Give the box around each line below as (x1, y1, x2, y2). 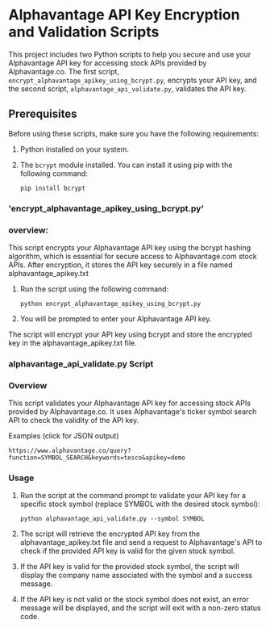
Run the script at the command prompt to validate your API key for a (19, 491, 247, 500)
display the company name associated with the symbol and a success (19, 571, 252, 580)
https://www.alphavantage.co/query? (8, 446, 131, 455)
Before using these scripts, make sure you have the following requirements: (8, 128, 260, 138)
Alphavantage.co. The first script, (8, 66, 119, 76)
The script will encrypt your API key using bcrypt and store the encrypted (8, 329, 252, 339)
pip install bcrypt (19, 184, 86, 192)
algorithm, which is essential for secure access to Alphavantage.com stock (8, 251, 257, 261)
